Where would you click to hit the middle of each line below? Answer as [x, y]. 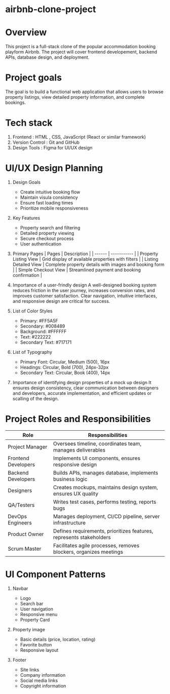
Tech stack [29, 123]
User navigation [37, 609]
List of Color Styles [32, 311]
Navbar [20, 588]
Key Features [26, 218]
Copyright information [43, 686]
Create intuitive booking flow [50, 192]
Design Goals [27, 182]
